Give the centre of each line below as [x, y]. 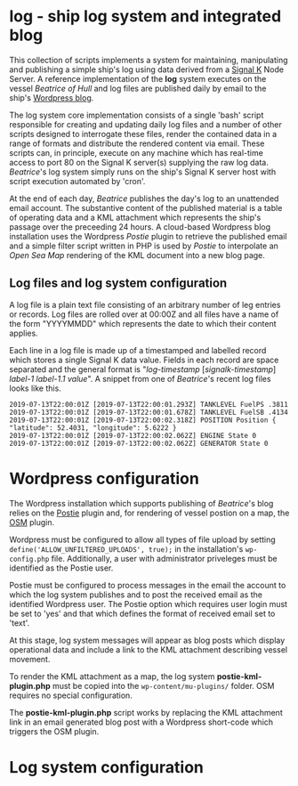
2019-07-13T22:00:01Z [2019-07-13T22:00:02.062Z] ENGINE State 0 [133, 435]
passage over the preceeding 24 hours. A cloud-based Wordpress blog [140, 227]
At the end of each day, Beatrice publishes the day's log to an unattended [144, 199]
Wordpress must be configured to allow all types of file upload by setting [142, 539]
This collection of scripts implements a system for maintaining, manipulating [149, 60]
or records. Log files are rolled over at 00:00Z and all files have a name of [144, 314]
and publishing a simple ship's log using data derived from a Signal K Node [147, 69]
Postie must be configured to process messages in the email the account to [148, 585]
